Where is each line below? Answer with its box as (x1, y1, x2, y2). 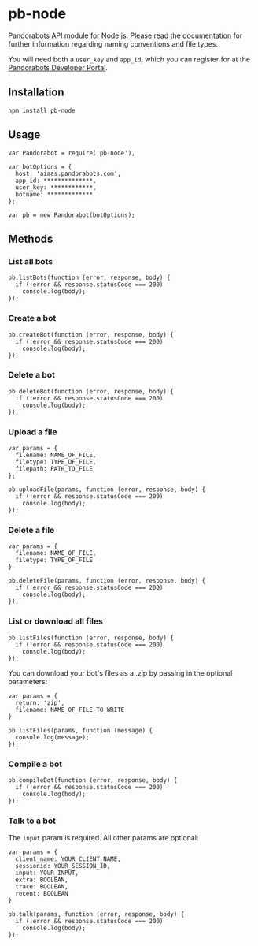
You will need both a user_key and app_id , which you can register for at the (8, 54, 250, 64)
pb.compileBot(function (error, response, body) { (8, 777, 178, 784)
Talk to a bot (8, 815, 57, 826)
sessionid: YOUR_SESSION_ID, (15, 862, 111, 870)
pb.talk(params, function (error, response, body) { (8, 911, 185, 918)
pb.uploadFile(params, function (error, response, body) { (8, 486, 206, 493)
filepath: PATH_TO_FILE (15, 465, 93, 473)
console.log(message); (15, 733, 90, 741)
